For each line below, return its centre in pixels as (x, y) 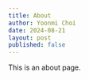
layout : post (30, 38)
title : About (30, 15)
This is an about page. (44, 67)
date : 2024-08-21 (37, 30)
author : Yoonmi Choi (43, 23)
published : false (37, 45)
